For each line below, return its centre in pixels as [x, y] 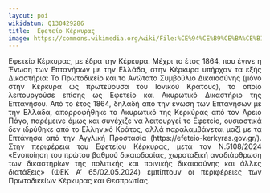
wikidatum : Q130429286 [46, 23]
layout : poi [28, 16]
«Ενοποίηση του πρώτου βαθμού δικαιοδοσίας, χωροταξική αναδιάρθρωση [135, 155]
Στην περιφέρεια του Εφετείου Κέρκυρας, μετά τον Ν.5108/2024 [135, 146]
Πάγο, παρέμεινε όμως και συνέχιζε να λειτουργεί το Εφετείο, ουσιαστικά [135, 121]
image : [19, 38]
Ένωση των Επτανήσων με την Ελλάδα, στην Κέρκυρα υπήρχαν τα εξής [135, 70]
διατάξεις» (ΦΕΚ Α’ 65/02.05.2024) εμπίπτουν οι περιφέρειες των [135, 172]
